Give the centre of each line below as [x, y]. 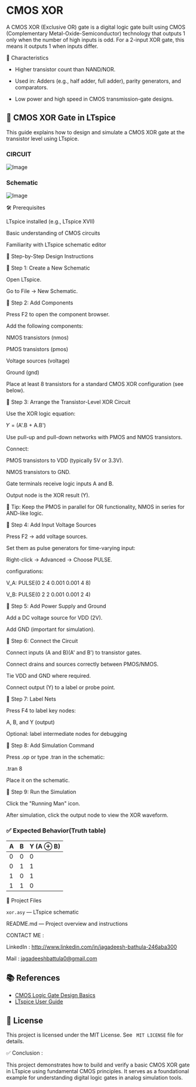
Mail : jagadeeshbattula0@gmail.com [52, 958]
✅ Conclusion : [24, 1053]
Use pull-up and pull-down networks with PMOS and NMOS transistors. [94, 437]
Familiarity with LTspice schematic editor [56, 245]
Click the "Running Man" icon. [43, 804]
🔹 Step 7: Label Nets [31, 699]
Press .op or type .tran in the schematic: [56, 757]
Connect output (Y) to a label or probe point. [61, 687]
